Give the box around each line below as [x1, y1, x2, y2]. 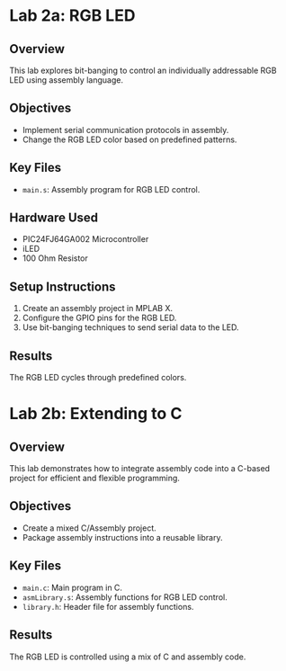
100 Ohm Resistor [22, 253, 88, 264]
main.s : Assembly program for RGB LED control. [22, 183, 201, 194]
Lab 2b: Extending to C [9, 404, 183, 424]
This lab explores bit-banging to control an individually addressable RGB [9, 65, 277, 76]
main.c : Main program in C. [22, 582, 123, 593]
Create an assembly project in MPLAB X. [22, 303, 174, 314]
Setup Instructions [9, 279, 116, 294]
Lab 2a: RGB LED [9, 5, 136, 26]
